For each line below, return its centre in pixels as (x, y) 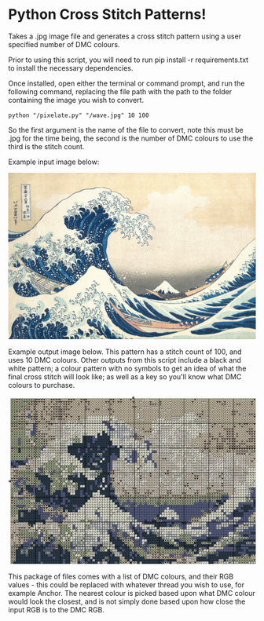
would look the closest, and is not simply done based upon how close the (127, 601)
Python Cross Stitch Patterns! (107, 15)
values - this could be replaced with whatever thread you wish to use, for (126, 585)
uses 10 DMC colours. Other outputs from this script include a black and (125, 360)
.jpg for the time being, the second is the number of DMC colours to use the (131, 138)
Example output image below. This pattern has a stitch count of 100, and (125, 352)
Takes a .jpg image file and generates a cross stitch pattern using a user (125, 36)
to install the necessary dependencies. (71, 68)
